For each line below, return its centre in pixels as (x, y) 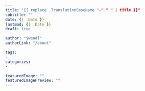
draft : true (18, 29)
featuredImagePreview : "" (33, 81)
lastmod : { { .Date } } (28, 24)
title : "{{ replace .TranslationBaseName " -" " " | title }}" (73, 10)
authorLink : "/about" (28, 43)
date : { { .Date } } (25, 19)
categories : (18, 62)
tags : (11, 52)
